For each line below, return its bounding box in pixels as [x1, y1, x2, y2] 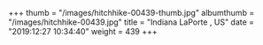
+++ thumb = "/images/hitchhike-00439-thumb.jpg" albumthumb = [8, 8, 255, 18]
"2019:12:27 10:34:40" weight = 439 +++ [8, 26, 159, 36]
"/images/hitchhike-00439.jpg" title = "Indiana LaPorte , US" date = [8, 17, 254, 27]
